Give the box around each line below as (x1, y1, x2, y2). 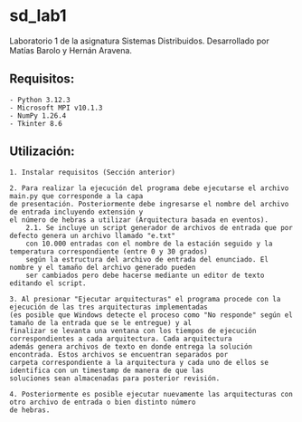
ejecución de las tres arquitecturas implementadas (9, 302, 208, 312)
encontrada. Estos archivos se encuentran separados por (9, 350, 229, 359)
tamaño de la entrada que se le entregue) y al (9, 318, 193, 327)
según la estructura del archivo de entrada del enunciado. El (25, 254, 269, 264)
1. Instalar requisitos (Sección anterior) (9, 168, 176, 177)
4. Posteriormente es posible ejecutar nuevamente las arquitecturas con (9, 389, 294, 398)
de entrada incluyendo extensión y (9, 207, 144, 216)
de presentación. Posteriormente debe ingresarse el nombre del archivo (9, 199, 289, 208)
